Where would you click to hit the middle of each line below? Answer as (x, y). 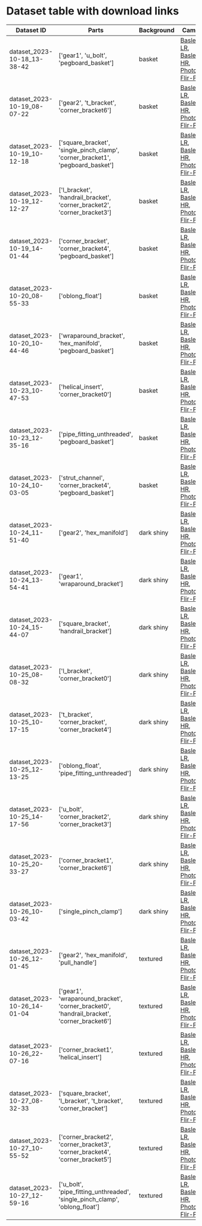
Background (157, 30)
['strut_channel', (81, 477)
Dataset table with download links (93, 11)
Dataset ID (31, 30)
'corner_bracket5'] (85, 1159)
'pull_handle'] (78, 962)
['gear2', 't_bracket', (87, 102)
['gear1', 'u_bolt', (83, 55)
